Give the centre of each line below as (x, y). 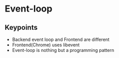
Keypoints (21, 27)
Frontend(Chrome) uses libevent (46, 45)
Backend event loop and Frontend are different (61, 39)
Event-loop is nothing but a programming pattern (63, 50)
